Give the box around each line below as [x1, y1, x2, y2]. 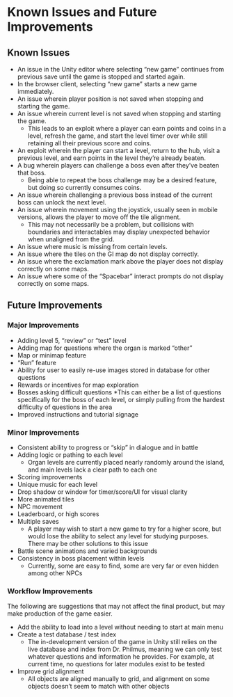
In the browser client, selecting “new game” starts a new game [17, 80, 198, 88]
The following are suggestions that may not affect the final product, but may [7, 602, 225, 611]
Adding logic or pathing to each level [17, 450, 123, 459]
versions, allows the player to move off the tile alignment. [17, 213, 181, 221]
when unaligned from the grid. [27, 235, 115, 243]
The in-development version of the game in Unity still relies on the [27, 638, 218, 646]
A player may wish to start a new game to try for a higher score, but [27, 524, 221, 533]
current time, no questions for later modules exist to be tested [27, 660, 205, 668]
